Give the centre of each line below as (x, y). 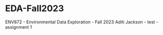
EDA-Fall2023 (35, 9)
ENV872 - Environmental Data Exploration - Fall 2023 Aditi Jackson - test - (82, 22)
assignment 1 (19, 27)
